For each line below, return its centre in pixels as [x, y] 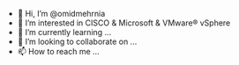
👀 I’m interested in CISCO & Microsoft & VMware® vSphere [124, 23]
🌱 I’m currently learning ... [64, 32]
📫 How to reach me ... [58, 51]
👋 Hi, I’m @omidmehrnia [61, 14]
